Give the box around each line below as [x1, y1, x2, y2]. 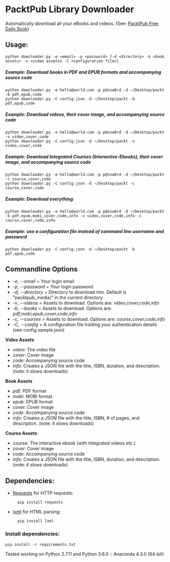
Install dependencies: [5, 530, 60, 538]
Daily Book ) [5, 25, 29, 32]
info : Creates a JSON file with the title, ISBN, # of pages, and [12, 415, 140, 421]
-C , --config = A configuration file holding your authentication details [12, 321, 157, 328]
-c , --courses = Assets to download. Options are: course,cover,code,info [12, 316, 165, 322]
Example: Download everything [5, 196, 74, 202]
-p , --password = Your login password [12, 284, 93, 290]
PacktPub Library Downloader [5, 4, 134, 15]
